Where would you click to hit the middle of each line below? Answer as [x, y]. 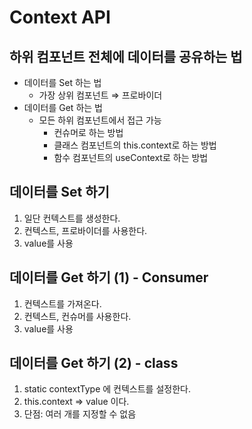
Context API [60, 17]
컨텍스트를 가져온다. [62, 303]
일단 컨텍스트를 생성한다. [72, 218]
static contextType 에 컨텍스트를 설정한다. [107, 389]
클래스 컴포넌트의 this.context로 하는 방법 [135, 145]
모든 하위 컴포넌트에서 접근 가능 [100, 120]
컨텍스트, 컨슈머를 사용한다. [77, 316]
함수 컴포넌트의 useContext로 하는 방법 [131, 157]
